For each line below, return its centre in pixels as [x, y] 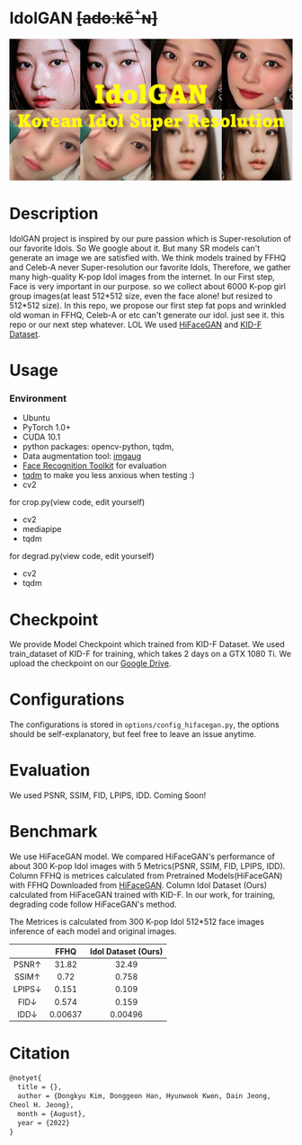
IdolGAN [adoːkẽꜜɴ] [84, 18]
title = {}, [40, 1087]
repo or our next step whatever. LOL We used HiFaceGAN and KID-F [136, 324]
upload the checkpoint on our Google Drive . [90, 663]
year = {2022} [44, 1123]
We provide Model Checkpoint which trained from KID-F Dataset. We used [147, 644]
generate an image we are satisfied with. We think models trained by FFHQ [148, 257]
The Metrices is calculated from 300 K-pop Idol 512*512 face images [137, 922]
